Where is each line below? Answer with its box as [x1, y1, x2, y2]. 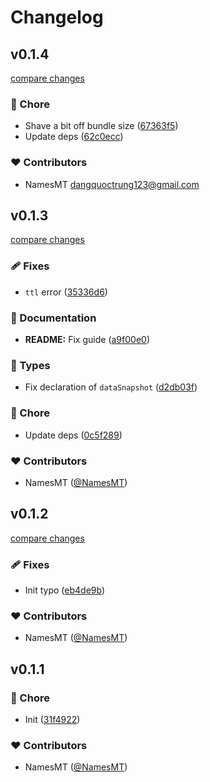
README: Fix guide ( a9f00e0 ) [24, 334, 150, 345]
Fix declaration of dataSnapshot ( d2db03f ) [24, 381, 198, 393]
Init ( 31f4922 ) [24, 713, 81, 725]
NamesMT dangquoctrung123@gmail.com [24, 178, 200, 190]
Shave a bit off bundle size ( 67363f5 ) [24, 120, 179, 132]
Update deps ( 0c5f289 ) [24, 429, 123, 441]
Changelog [10, 6, 104, 29]
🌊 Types [10, 358, 51, 372]
